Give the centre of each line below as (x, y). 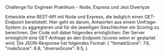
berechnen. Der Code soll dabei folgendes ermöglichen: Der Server (75, 32)
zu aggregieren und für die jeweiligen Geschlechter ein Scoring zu (91, 27)
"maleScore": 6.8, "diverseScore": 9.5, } (47, 48)
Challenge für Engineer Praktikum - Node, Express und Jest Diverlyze (77, 7)
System (13, 27)
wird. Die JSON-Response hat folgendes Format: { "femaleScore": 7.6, (78, 43)
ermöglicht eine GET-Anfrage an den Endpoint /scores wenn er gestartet (80, 38)
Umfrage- (147, 22)
